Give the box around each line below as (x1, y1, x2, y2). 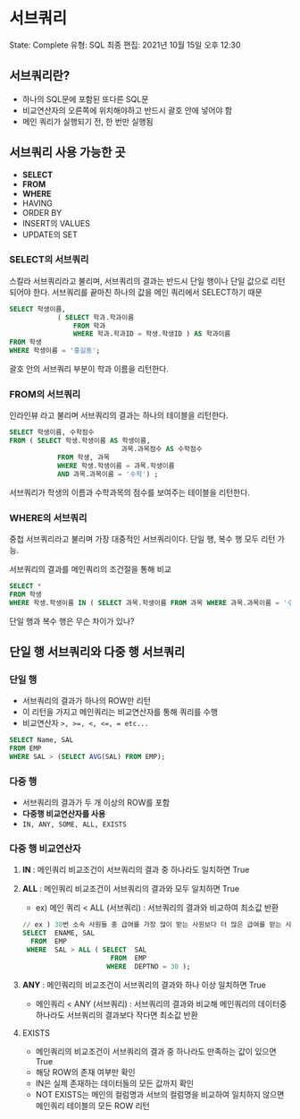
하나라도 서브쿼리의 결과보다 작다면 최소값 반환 (35, 1009, 198, 1021)
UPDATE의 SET (21, 229, 78, 240)
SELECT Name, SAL (9, 736, 74, 745)
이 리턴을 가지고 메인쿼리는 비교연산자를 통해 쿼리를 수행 (21, 706, 219, 717)
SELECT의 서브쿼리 (9, 253, 89, 266)
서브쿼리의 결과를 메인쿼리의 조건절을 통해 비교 (9, 563, 172, 574)
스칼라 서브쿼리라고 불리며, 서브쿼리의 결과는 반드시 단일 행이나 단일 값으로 (9, 275, 270, 286)
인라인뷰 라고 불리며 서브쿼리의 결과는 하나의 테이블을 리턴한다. (9, 410, 229, 421)
